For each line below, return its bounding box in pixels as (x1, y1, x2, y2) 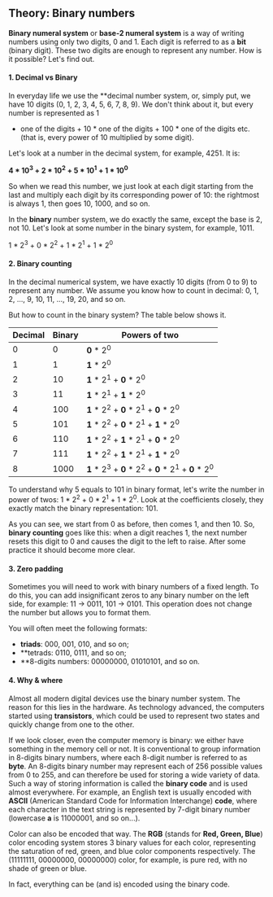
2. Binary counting (8, 258, 72, 268)
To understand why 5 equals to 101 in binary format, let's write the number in (8, 484, 265, 495)
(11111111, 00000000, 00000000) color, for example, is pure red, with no (8, 855, 248, 864)
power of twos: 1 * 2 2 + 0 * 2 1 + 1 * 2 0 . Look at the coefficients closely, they (8, 493, 264, 505)
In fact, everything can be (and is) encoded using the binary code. (8, 879, 230, 889)
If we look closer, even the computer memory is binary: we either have (8, 735, 245, 745)
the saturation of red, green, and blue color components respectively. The (8, 846, 256, 855)
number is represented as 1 (8, 108, 100, 118)
